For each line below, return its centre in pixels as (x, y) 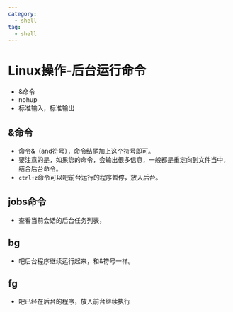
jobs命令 (27, 202)
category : (23, 14)
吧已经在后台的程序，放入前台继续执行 (74, 301)
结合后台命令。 (40, 168)
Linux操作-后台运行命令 (77, 71)
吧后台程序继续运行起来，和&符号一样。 (76, 261)
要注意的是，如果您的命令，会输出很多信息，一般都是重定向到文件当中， (124, 160)
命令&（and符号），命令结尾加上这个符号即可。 (86, 151)
